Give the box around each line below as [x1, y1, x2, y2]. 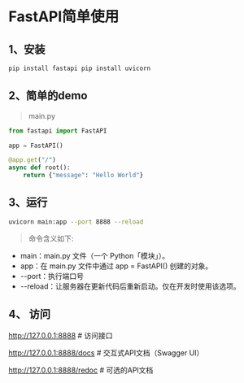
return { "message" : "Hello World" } [23, 172, 144, 180]
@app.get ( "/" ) [8, 156, 57, 164]
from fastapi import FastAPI [8, 127, 107, 135]
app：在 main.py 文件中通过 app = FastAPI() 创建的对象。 [20, 261, 213, 271]
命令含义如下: [28, 233, 74, 243]
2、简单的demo [8, 89, 88, 102]
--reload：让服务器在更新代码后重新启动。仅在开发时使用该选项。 [20, 281, 242, 291]
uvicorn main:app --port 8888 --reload [8, 217, 144, 226]
